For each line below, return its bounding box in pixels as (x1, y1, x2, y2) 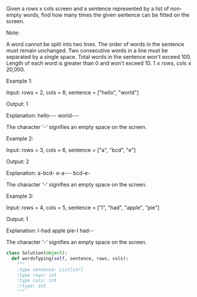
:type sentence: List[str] (17, 267, 84, 273)
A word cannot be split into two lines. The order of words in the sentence (6, 41, 185, 48)
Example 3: (6, 192, 34, 200)
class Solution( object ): (6, 250, 68, 256)
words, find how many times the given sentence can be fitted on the (23, 11, 190, 18)
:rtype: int (17, 283, 46, 289)
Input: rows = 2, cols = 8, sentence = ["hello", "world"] (6, 89, 139, 96)
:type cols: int (17, 277, 58, 284)
